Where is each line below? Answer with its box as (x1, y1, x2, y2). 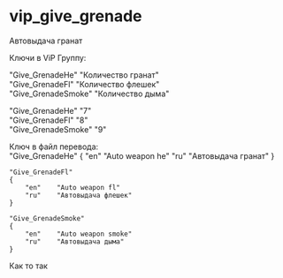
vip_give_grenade (9, 6, 143, 26)
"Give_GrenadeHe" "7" (9, 105, 92, 116)
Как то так (9, 260, 49, 271)
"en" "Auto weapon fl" (25, 183, 121, 192)
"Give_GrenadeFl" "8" (9, 115, 88, 125)
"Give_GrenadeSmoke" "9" (9, 124, 107, 134)
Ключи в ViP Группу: (9, 52, 87, 63)
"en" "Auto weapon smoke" (25, 229, 133, 238)
